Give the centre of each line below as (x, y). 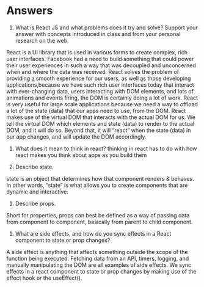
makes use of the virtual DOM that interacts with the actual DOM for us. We (101, 117)
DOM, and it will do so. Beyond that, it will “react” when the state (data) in (99, 130)
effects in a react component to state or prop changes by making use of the (101, 271)
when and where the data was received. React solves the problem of (93, 71)
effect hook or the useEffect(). (44, 278)
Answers (30, 11)
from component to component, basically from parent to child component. (100, 222)
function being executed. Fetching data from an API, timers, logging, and (98, 258)
